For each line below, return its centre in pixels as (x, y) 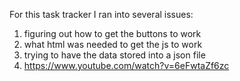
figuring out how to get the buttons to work (112, 33)
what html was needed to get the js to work (113, 44)
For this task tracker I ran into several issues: (101, 14)
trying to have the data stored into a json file (114, 55)
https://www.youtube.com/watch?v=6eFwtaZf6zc (126, 65)
